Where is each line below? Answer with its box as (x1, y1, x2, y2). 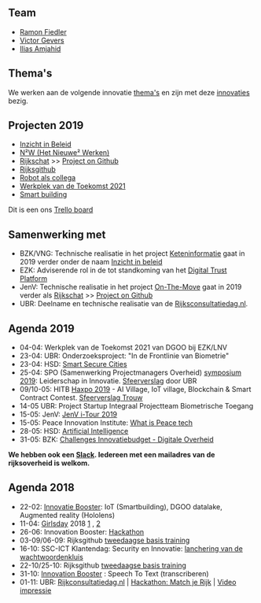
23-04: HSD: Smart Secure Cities (19, 360, 127, 369)
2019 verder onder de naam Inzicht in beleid (19, 257, 163, 267)
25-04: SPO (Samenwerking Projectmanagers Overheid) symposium (19, 368, 242, 377)
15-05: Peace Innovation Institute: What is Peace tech (19, 418, 193, 427)
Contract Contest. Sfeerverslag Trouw (19, 393, 143, 402)
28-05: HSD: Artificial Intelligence (19, 427, 129, 436)
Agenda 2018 (8, 481, 75, 494)
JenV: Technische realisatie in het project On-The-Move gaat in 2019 (19, 283, 242, 292)
